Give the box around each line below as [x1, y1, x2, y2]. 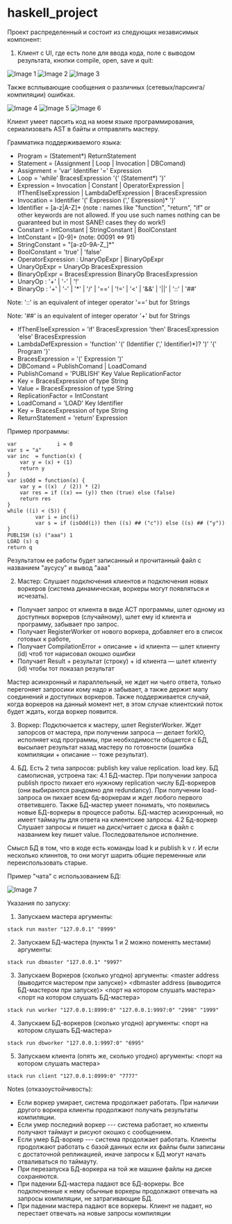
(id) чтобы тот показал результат [17, 664, 115, 672]
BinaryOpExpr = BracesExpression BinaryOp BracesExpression [17, 270, 198, 278]
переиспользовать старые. [7, 858, 88, 867]
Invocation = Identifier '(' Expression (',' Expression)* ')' [17, 196, 176, 204]
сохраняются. [17, 1172, 59, 1180]
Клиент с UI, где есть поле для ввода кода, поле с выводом [17, 49, 196, 57]
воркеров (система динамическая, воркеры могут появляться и [17, 584, 210, 592]
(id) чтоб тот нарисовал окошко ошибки [17, 649, 135, 658]
